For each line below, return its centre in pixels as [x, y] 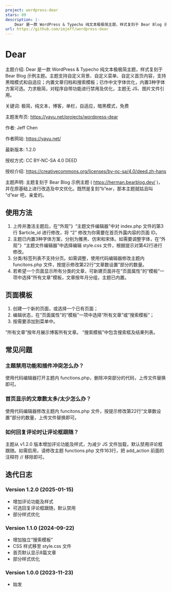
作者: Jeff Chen [21, 128]
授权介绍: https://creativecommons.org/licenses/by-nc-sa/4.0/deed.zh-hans [86, 171]
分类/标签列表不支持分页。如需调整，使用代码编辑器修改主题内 [79, 258]
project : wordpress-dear [32, 10]
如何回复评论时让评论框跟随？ [42, 432]
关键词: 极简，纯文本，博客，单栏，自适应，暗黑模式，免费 [67, 106]
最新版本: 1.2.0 [20, 150]
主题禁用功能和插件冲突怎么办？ [45, 366]
